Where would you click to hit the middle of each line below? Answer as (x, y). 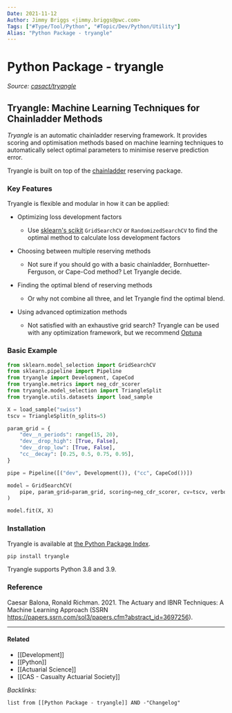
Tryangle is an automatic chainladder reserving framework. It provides (107, 135)
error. (15, 157)
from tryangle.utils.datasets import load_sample (80, 397)
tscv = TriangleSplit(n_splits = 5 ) (57, 416)
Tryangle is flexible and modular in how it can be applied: (88, 204)
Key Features (30, 189)
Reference (25, 587)
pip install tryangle (38, 556)
